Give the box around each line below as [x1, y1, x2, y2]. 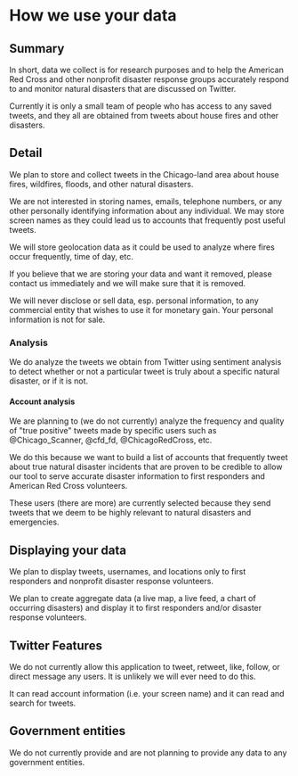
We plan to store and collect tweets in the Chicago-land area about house [9, 169, 279, 179]
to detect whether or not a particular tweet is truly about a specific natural [9, 367, 280, 377]
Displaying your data [9, 542, 127, 557]
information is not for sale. [9, 314, 106, 325]
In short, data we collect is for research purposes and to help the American [9, 64, 285, 75]
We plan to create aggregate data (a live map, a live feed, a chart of [9, 593, 256, 604]
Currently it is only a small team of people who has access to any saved [9, 101, 272, 111]
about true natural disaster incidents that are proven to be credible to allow [9, 461, 283, 473]
